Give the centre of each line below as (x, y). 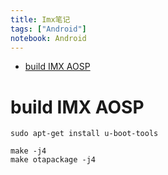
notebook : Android (48, 38)
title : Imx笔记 (40, 19)
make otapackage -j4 (53, 160)
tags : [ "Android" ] (48, 29)
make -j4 (28, 151)
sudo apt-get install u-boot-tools (84, 134)
